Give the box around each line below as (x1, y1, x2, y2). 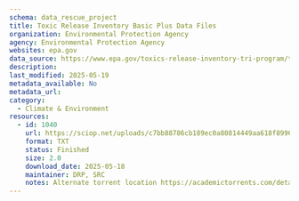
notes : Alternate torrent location (25, 179, 158, 188)
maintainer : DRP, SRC (25, 170, 105, 179)
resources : (9, 112, 50, 121)
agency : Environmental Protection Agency (9, 37, 166, 47)
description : (9, 63, 58, 72)
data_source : (9, 54, 58, 63)
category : (9, 95, 46, 105)
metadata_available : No (9, 79, 98, 88)
